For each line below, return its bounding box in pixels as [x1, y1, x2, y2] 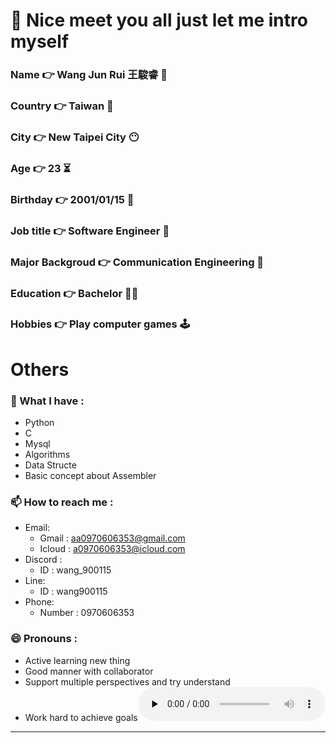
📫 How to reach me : [10, 495, 114, 509]
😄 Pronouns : [10, 632, 78, 646]
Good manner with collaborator [24, 665, 154, 677]
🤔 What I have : [10, 394, 85, 408]
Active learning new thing [24, 654, 131, 666]
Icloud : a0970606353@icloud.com [39, 543, 186, 555]
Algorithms [24, 448, 71, 460]
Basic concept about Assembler [24, 469, 157, 481]
